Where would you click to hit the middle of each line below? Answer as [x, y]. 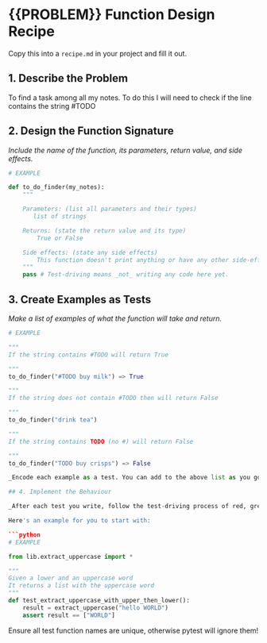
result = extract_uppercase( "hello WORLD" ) [96, 608]
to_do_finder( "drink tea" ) [53, 420]
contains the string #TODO [52, 106]
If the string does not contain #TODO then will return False [113, 399]
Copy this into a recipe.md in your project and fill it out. [98, 53]
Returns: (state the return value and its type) [104, 231]
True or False [60, 238]
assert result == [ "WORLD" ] [69, 615]
